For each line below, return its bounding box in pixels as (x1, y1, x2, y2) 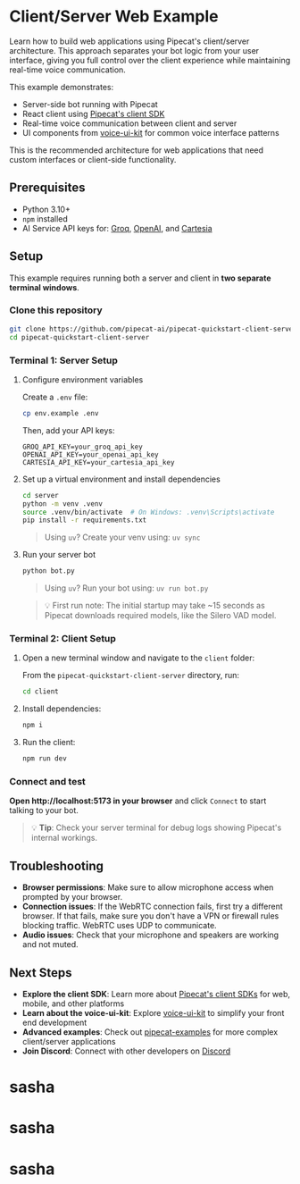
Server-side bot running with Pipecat (21, 98, 158, 109)
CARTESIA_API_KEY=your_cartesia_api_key (21, 458, 175, 466)
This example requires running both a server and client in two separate (9, 273, 271, 283)
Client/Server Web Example (9, 6, 219, 27)
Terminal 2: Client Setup (9, 633, 116, 645)
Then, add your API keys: (21, 424, 115, 435)
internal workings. (30, 833, 98, 844)
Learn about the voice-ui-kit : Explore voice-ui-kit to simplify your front (21, 1008, 285, 1018)
